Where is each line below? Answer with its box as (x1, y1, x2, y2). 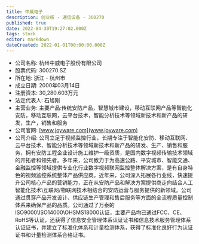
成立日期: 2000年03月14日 (14, 81, 81, 89)
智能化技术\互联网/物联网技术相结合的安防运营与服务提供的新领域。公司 (14, 186, 192, 193)
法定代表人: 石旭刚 (14, 96, 60, 103)
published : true (6, 20, 47, 26)
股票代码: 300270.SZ (14, 66, 67, 74)
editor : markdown (6, 36, 50, 42)
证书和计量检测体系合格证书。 (14, 231, 88, 238)
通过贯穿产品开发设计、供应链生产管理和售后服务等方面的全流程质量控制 (14, 194, 193, 201)
